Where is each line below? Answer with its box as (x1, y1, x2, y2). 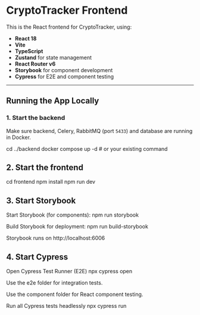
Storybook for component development (14, 66, 113, 73)
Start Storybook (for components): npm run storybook (6, 211, 139, 218)
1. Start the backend (6, 114, 65, 122)
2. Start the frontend (6, 162, 83, 173)
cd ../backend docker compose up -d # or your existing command (6, 145, 168, 152)
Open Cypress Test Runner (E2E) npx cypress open (6, 268, 133, 275)
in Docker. (6, 134, 32, 141)
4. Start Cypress (6, 252, 68, 262)
